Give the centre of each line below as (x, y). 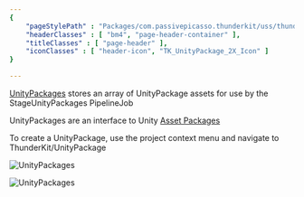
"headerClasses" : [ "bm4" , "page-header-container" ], (133, 34)
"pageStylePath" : (60, 26)
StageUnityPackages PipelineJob (71, 103)
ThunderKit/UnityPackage (58, 147)
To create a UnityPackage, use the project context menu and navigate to (144, 138)
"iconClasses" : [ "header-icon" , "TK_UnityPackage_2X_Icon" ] (147, 52)
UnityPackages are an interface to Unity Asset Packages (115, 120)
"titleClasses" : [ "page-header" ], (97, 43)
